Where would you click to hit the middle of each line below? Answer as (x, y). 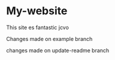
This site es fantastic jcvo (37, 27)
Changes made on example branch (49, 39)
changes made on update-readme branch (58, 50)
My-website (37, 11)
